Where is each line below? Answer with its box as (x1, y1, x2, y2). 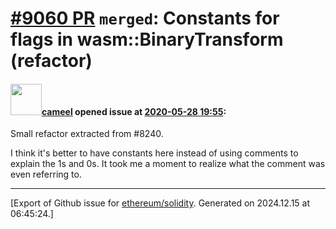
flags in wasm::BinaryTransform (10, 28, 284, 51)
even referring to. (10, 168, 82, 181)
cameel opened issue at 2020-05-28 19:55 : (41, 105, 227, 117)
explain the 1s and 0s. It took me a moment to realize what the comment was (10, 158, 326, 170)
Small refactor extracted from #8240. (10, 128, 164, 140)
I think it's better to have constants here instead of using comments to (10, 147, 299, 159)
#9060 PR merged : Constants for (10, 7, 280, 30)
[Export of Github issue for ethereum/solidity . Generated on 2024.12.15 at (10, 197, 311, 209)
